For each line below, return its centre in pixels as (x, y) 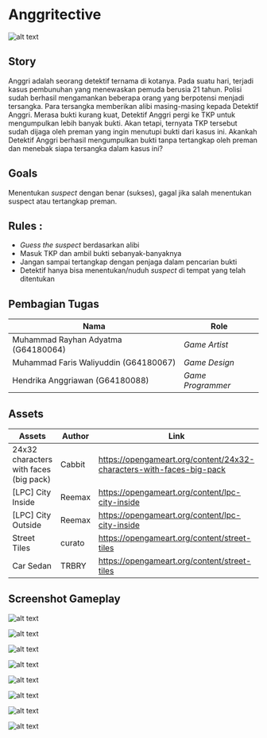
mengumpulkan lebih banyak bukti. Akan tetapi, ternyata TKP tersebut (123, 123)
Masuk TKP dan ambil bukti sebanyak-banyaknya (101, 254)
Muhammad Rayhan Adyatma (67, 340)
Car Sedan (32, 566)
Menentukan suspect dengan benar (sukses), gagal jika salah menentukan (130, 192)
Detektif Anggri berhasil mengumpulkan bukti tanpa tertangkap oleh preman (133, 140)
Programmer (207, 386)
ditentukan (37, 279)
